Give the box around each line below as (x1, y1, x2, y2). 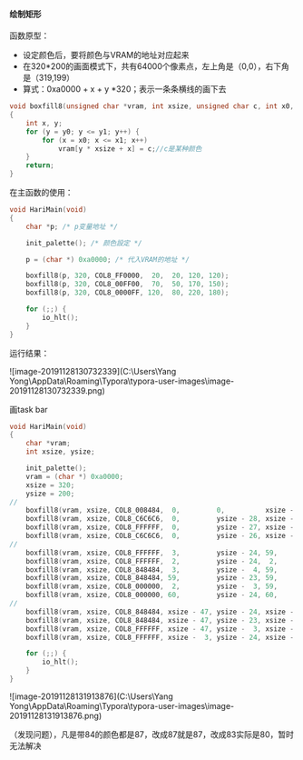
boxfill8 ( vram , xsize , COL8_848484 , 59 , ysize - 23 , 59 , (25, 574, 279, 583)
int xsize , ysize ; (25, 447, 95, 456)
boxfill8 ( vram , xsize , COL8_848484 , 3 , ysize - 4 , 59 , (25, 565, 279, 575)
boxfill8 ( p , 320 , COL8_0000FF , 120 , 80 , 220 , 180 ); (25, 288, 230, 297)
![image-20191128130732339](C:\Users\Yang (9, 365, 177, 376)
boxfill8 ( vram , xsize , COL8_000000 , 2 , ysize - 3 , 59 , (25, 582, 279, 591)
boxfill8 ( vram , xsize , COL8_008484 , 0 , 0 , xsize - (25, 505, 295, 515)
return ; (25, 161, 54, 170)
